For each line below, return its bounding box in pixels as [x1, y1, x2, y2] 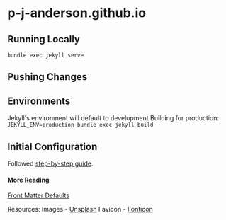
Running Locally [7, 33, 80, 45]
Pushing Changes [7, 71, 87, 83]
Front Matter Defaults [7, 191, 69, 199]
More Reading [7, 175, 50, 184]
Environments [7, 95, 71, 107]
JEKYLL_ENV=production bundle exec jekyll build [7, 122, 154, 129]
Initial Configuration [7, 140, 98, 153]
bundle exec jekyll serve [7, 52, 84, 59]
